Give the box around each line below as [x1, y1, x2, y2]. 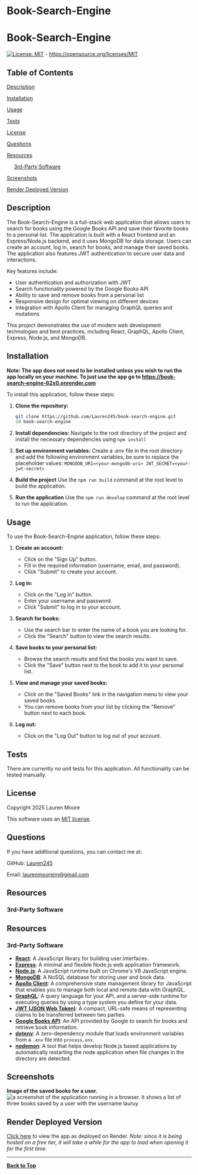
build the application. [15, 483, 66, 490]
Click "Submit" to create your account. [24, 568, 118, 575]
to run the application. [15, 500, 69, 507]
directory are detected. [15, 1055, 71, 1062]
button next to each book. [24, 709, 87, 716]
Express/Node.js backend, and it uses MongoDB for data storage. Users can [6, 237, 192, 244]
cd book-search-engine [15, 419, 71, 425]
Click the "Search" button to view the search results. [24, 633, 152, 640]
